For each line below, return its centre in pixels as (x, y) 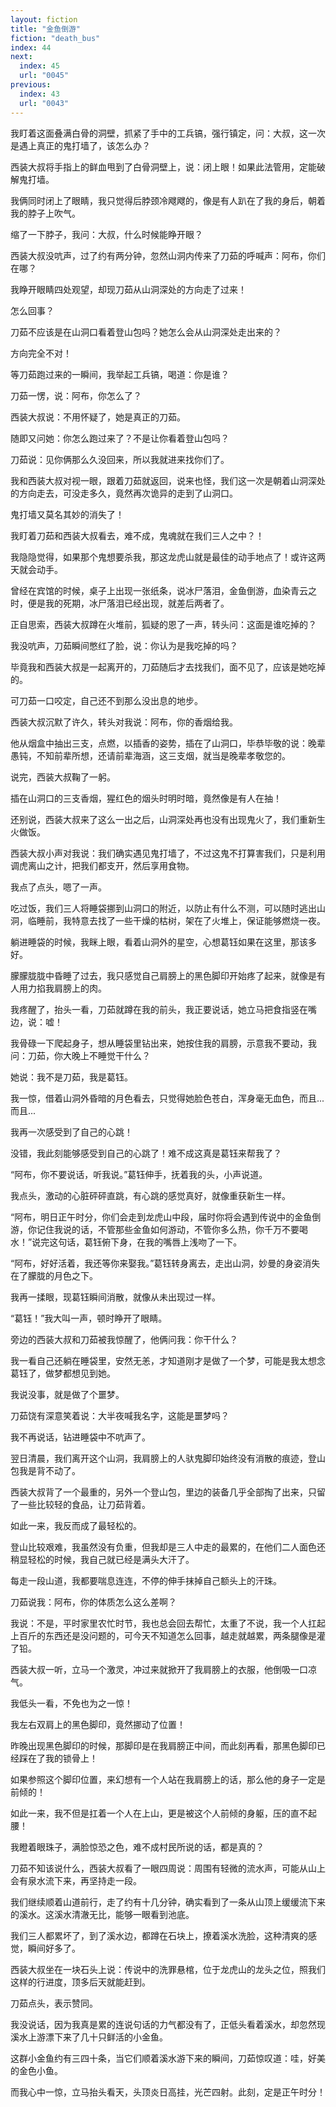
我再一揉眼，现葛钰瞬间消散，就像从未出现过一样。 (115, 1297)
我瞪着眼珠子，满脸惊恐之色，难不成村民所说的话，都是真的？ (137, 1847)
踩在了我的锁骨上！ (58, 1758)
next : (21, 57)
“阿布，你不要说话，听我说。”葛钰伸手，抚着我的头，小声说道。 (139, 1174)
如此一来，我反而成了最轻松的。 (76, 1525)
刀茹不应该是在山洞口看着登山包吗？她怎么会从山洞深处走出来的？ (146, 332)
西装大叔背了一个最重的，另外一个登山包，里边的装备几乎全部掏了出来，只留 (168, 1492)
